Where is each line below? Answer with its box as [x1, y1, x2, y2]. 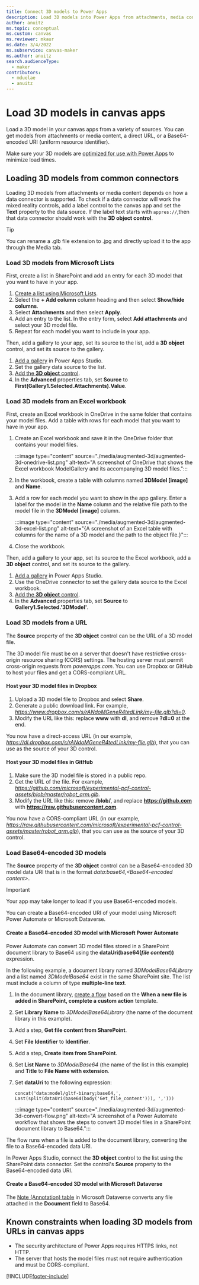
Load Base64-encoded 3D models [6, 848, 107, 857]
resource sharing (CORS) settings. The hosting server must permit [21, 656, 184, 663]
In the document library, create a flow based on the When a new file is [14, 990, 187, 998]
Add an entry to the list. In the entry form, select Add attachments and [14, 315, 188, 323]
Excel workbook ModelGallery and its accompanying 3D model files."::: [14, 465, 188, 472]
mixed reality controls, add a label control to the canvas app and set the [6, 201, 181, 209]
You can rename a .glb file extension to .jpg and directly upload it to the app [6, 237, 191, 244]
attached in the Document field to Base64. [6, 1199, 111, 1207]
